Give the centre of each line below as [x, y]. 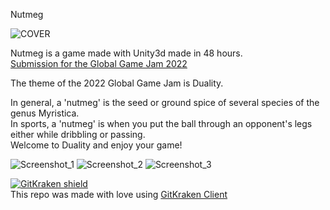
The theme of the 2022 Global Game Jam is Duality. [117, 83]
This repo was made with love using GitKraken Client [119, 194]
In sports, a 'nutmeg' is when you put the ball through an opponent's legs [161, 123]
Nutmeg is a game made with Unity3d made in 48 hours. [126, 53]
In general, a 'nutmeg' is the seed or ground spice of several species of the [165, 102]
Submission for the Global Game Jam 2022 [99, 63]
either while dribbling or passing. [78, 134]
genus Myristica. [45, 113]
